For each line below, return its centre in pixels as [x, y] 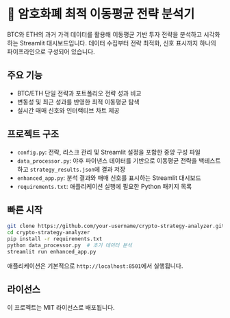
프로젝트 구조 [33, 134]
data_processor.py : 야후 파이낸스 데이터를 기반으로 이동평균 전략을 [107, 160]
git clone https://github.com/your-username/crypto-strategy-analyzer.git [116, 226]
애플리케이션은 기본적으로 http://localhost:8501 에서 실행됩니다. [95, 266]
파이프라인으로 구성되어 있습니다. [51, 52]
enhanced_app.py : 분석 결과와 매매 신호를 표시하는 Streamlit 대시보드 [109, 178]
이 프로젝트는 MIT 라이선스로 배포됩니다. [61, 307]
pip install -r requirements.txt [55, 239]
